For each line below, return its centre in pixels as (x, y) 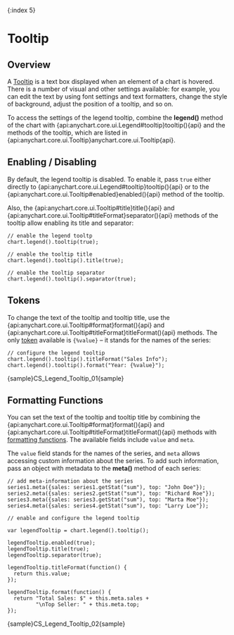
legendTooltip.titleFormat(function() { (67, 568)
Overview (29, 64)
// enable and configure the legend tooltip (73, 518)
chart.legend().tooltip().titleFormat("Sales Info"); (88, 359)
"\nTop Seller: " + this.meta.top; (87, 605)
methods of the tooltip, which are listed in (67, 132)
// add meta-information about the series (70, 481)
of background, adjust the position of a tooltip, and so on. (90, 104)
